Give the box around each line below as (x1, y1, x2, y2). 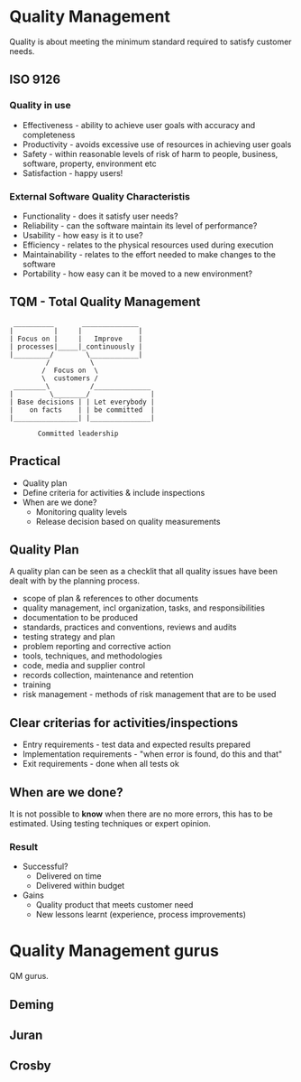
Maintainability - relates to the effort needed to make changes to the (22, 248, 277, 259)
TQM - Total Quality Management (9, 294, 201, 310)
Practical (9, 453, 61, 469)
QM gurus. (9, 971, 50, 982)
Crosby (9, 1059, 51, 1074)
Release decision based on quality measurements (35, 516, 221, 527)
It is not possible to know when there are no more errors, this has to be (9, 808, 273, 819)
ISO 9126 (9, 72, 61, 88)
